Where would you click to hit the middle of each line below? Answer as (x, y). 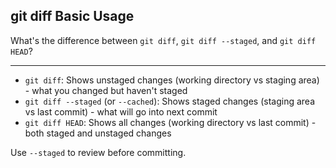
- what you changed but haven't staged (106, 90)
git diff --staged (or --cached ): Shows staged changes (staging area (170, 101)
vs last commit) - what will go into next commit (121, 111)
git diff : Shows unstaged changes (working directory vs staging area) (172, 80)
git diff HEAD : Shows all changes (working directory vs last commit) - (170, 122)
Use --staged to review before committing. (98, 152)
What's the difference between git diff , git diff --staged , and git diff (163, 40)
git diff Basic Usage (72, 16)
